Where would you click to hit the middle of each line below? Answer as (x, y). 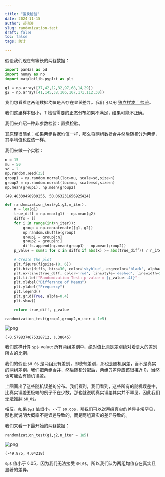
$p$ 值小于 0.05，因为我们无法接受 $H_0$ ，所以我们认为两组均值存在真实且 (81, 463)
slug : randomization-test (31, 28)
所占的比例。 (18, 353)
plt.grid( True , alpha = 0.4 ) (41, 296)
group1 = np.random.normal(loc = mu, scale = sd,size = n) (60, 178)
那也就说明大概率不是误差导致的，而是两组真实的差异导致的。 (68, 415)
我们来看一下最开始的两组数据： (37, 426)
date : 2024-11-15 (23, 18)
